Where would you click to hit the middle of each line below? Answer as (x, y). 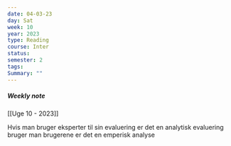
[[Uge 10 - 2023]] (33, 113)
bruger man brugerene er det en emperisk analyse (81, 135)
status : (19, 54)
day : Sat (20, 21)
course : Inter (28, 47)
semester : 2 (25, 60)
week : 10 (20, 27)
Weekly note (26, 96)
